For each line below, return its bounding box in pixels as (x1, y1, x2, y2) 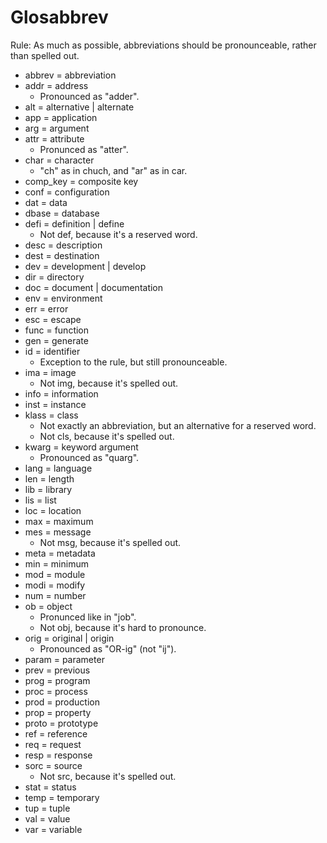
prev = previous (24, 664, 91, 676)
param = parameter (24, 653, 105, 665)
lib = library (24, 483, 73, 495)
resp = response (24, 749, 93, 761)
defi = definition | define (24, 217, 125, 230)
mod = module (24, 568, 86, 580)
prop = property (24, 706, 92, 718)
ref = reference (24, 727, 88, 740)
